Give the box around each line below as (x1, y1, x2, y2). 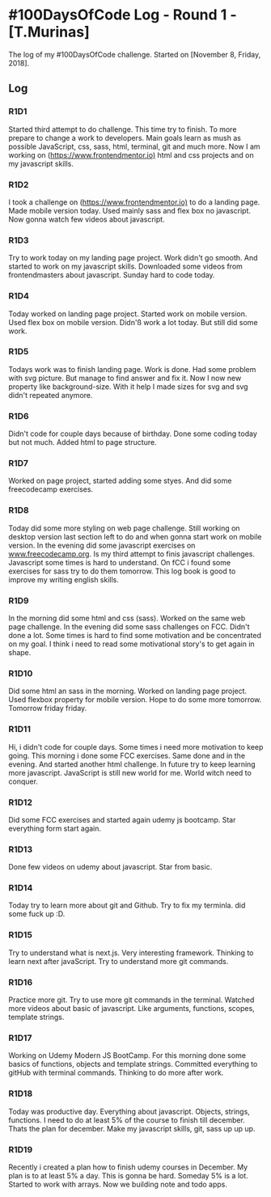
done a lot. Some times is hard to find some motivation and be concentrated (8, 631, 261, 640)
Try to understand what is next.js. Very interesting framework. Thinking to (8, 948, 254, 958)
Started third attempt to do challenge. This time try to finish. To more (8, 124, 237, 134)
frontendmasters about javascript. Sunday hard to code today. (8, 270, 216, 280)
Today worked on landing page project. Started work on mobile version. (8, 309, 248, 319)
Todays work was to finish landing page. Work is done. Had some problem (8, 364, 256, 374)
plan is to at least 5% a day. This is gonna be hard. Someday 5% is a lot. (8, 1170, 248, 1180)
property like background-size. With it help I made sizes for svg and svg (8, 382, 248, 391)
